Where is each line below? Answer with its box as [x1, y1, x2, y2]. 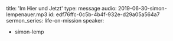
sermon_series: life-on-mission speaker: [6, 17, 105, 24]
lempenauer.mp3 [6, 11, 48, 18]
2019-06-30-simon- [117, 5, 167, 12]
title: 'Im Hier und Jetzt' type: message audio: [6, 5, 117, 12]
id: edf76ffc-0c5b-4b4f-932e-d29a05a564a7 [48, 11, 161, 18]
